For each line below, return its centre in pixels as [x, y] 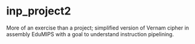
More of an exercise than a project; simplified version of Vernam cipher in [97, 28]
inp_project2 [39, 11]
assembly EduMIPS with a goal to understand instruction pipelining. [90, 34]
